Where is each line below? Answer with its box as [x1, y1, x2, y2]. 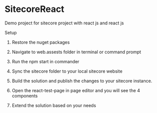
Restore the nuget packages [11, 39, 70, 45]
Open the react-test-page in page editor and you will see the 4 [11, 87, 140, 93]
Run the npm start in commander [11, 58, 79, 64]
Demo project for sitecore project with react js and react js [4, 20, 124, 26]
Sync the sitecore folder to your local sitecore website [11, 68, 123, 74]
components [11, 93, 38, 99]
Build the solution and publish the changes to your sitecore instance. [11, 78, 153, 84]
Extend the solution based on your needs [11, 102, 96, 108]
